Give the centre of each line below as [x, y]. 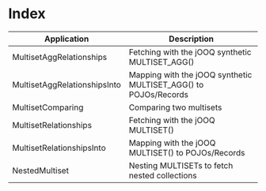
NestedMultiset [41, 170]
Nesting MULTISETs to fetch [181, 165]
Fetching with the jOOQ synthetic [190, 52]
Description [192, 39]
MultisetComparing [48, 107]
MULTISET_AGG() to [166, 84]
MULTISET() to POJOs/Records [187, 152]
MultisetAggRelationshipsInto [66, 84]
